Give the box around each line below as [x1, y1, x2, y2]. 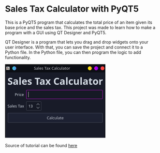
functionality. [5, 54, 31, 60]
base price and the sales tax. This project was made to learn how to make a [5, 24, 156, 30]
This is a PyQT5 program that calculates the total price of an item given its [5, 19, 152, 25]
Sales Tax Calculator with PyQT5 [5, 3, 139, 15]
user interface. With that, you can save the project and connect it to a [5, 44, 143, 50]
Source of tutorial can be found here [5, 142, 77, 148]
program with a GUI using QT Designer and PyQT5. [5, 30, 107, 35]
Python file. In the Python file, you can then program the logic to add [5, 49, 142, 55]
